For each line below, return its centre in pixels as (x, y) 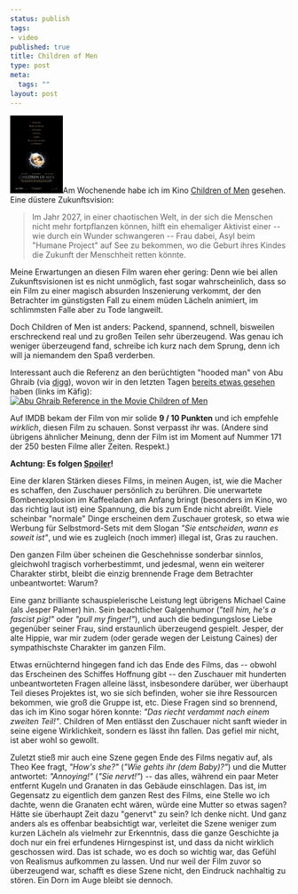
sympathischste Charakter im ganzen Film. (88, 647)
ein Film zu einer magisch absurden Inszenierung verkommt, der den (136, 291)
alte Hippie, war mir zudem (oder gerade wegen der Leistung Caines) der (144, 638)
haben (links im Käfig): (51, 391)
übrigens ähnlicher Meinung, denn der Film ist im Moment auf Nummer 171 (146, 436)
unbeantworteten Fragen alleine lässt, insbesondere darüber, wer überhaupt (149, 683)
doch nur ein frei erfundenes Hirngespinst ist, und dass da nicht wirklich (142, 842)
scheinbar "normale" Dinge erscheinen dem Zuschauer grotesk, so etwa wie (150, 518)
